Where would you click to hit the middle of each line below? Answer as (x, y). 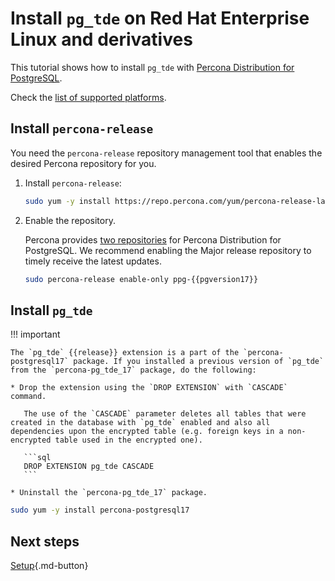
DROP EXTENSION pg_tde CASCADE (89, 467)
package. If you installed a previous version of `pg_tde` (199, 362)
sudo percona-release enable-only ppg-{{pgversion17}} (141, 279)
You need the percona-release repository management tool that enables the (166, 153)
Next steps (45, 541)
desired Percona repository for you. (83, 163)
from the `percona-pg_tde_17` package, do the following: (133, 370)
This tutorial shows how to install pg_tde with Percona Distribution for (152, 67)
